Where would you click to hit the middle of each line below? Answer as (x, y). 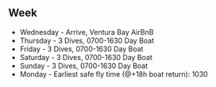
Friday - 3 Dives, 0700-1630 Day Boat (81, 49)
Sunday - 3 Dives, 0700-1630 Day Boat (84, 66)
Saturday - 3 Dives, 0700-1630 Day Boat (86, 57)
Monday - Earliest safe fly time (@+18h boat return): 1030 (114, 74)
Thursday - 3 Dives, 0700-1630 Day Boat (87, 40)
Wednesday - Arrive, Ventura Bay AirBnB (87, 32)
